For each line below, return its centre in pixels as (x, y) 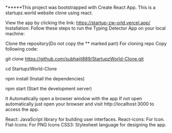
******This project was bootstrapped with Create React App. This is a (80, 7)
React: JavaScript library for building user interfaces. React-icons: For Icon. (85, 119)
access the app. (22, 109)
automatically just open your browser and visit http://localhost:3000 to (80, 104)
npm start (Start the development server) (49, 88)
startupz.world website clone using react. (49, 13)
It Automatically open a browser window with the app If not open (74, 98)
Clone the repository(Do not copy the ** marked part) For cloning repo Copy (86, 43)
